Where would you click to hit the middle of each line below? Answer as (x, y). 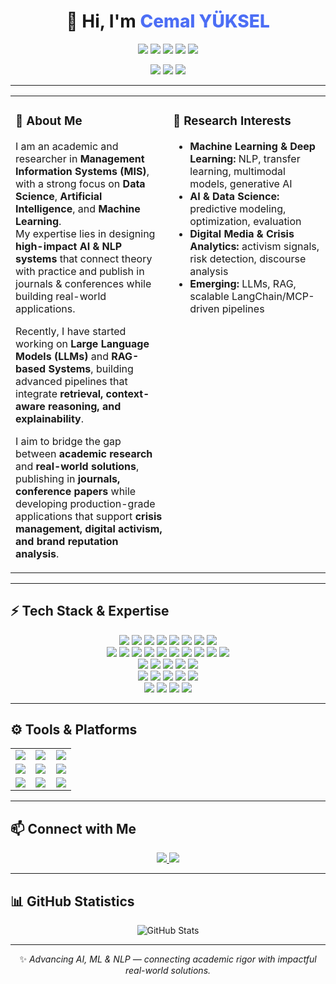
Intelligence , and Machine (78, 208)
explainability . (50, 418)
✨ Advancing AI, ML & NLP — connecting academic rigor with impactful (168, 959)
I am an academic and (67, 146)
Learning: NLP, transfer (245, 158)
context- (127, 393)
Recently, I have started (71, 331)
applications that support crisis (89, 516)
